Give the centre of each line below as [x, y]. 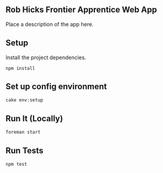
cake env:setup [24, 100]
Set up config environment [56, 87]
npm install [20, 68]
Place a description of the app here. [50, 24]
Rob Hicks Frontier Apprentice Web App [81, 10]
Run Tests [24, 151]
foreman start [23, 132]
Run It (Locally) [34, 118]
